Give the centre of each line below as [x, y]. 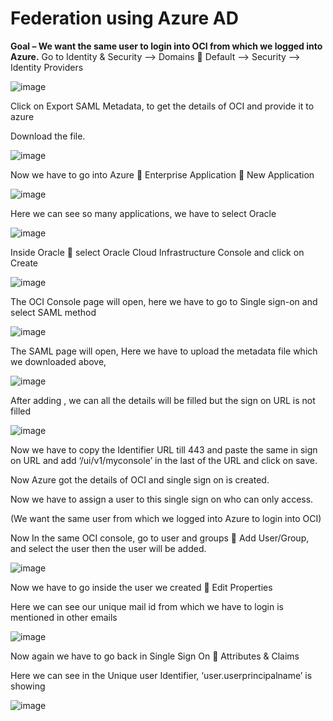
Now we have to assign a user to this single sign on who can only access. [162, 499]
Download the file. [48, 136]
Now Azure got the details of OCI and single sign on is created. [140, 479]
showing [28, 686]
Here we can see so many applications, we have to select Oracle [143, 213]
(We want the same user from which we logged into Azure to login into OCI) [166, 518]
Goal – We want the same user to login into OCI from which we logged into [166, 46]
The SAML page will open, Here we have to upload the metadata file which [164, 351]
